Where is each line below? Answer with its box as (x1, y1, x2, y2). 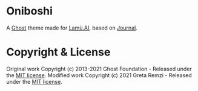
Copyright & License (6, 45, 111, 59)
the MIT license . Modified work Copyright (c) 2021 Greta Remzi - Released (6, 71, 192, 79)
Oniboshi (6, 4, 53, 18)
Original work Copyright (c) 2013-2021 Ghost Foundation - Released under (6, 65, 192, 72)
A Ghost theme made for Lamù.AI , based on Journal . (6, 24, 137, 31)
